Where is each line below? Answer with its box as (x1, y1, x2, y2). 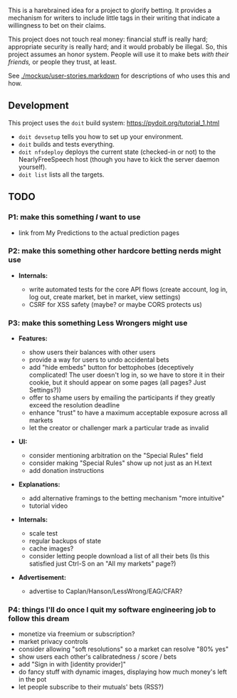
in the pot (18, 675, 47, 684)
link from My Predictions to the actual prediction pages (18, 228, 180, 237)
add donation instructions (28, 467, 105, 475)
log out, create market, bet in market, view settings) (28, 292, 181, 301)
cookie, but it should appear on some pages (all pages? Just (28, 378, 206, 387)
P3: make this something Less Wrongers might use (8, 318, 188, 328)
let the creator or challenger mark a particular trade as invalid (28, 424, 209, 432)
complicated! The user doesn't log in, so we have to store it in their (28, 370, 225, 380)
